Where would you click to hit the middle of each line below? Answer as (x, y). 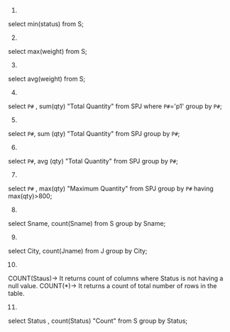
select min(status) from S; (46, 24)
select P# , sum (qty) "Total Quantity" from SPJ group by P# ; (94, 133)
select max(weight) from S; (48, 51)
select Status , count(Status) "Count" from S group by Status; (98, 321)
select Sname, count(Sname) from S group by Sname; (87, 223)
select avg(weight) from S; (47, 79)
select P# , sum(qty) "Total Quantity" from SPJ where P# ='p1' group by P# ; (115, 106)
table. (16, 293)
